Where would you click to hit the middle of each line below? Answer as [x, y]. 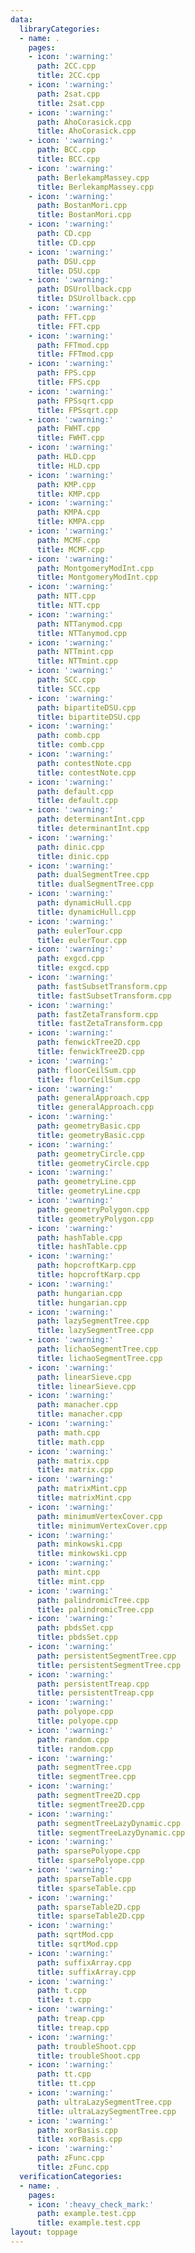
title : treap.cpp [73, 2027]
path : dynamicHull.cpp [84, 903]
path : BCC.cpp [66, 150]
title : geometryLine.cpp [88, 1191]
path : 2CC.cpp [66, 66]
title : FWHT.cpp [70, 438]
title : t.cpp [64, 2000]
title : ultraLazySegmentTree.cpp [106, 2111]
